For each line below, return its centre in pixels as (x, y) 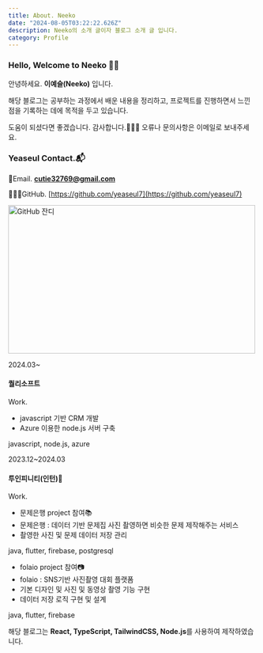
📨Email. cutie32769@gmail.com (62, 178)
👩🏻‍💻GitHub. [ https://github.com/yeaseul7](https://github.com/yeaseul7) (125, 194)
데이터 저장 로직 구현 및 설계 (63, 599)
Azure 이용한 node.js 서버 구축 (68, 428)
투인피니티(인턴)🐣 (36, 478)
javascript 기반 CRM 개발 (59, 418)
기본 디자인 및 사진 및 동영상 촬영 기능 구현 (85, 590)
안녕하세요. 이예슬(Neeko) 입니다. (60, 83)
